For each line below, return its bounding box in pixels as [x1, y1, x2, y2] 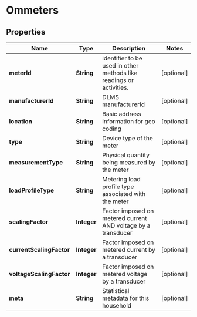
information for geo [102, 117, 155, 125]
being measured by [102, 158, 155, 166]
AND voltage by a [102, 221, 151, 230]
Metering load [102, 176, 141, 183]
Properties [6, 27, 46, 37]
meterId [9, 69, 32, 77]
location [9, 117, 32, 125]
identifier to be [102, 54, 142, 62]
